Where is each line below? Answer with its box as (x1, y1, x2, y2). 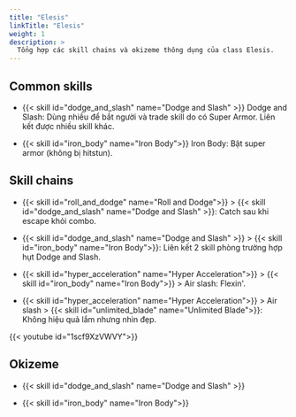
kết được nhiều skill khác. (21, 120, 115, 131)
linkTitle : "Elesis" (9, 21, 86, 30)
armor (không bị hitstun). (21, 147, 113, 158)
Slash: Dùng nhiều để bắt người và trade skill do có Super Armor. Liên (21, 112, 276, 122)
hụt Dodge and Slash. (21, 251, 102, 262)
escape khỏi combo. (21, 215, 97, 226)
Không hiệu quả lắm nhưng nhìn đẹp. (21, 313, 157, 324)
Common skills (9, 79, 93, 94)
